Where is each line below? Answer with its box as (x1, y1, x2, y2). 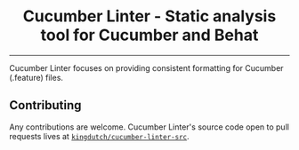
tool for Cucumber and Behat (40, 25, 259, 45)
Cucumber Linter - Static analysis (22, 6, 277, 27)
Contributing (9, 98, 82, 113)
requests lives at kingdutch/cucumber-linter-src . (9, 130, 190, 141)
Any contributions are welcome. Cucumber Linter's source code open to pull (9, 122, 289, 132)
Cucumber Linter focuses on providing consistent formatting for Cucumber (9, 62, 284, 73)
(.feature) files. (9, 72, 64, 83)
